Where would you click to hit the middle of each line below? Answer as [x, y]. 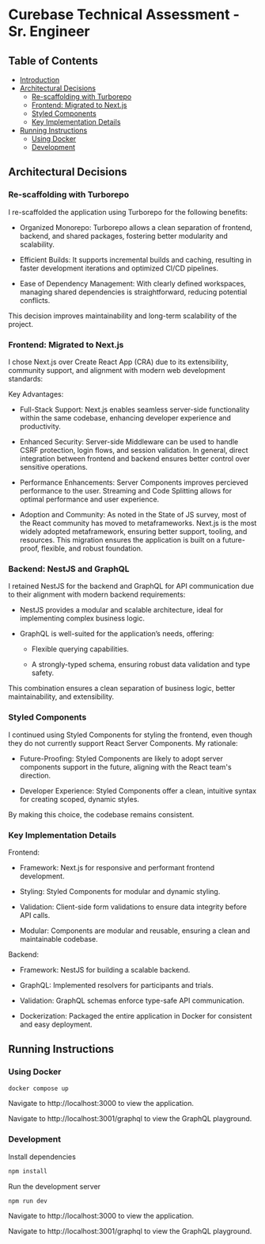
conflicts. [35, 300]
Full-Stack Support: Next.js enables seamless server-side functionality [134, 409]
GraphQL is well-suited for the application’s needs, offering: [117, 634]
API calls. [35, 915]
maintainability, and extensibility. [61, 697]
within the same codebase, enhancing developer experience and [125, 417]
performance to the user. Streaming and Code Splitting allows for [125, 490]
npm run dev [28, 1201]
